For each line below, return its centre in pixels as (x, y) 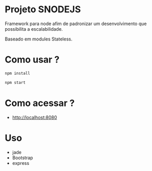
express (20, 163)
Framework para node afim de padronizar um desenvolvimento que (76, 24)
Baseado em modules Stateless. (39, 39)
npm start (15, 82)
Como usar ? (32, 60)
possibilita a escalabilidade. (34, 29)
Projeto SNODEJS (43, 9)
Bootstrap (23, 158)
